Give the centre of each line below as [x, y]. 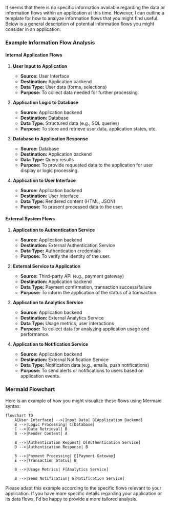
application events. [40, 376]
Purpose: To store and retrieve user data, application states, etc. [89, 129]
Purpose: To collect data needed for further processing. [80, 92]
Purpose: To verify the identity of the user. [65, 256]
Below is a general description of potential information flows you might [80, 24]
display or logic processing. [49, 171]
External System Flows [30, 218]
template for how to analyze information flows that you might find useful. [82, 18]
